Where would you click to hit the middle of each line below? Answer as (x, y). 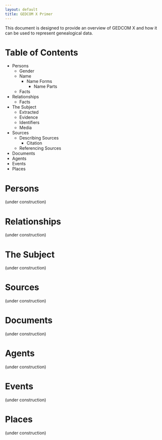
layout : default (21, 9)
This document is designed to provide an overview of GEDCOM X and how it (81, 28)
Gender (27, 71)
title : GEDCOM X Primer (29, 14)
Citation (34, 143)
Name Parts (45, 86)
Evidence (29, 117)
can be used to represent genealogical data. (49, 33)
